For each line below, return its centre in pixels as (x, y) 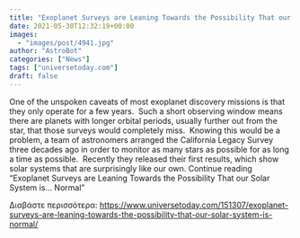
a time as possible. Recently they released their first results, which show (144, 159)
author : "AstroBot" (46, 51)
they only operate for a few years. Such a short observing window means (146, 111)
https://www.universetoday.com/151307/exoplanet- (194, 205)
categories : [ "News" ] (50, 59)
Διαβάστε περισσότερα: (53, 205)
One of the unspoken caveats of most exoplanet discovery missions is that (147, 101)
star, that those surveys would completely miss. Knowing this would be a (145, 130)
